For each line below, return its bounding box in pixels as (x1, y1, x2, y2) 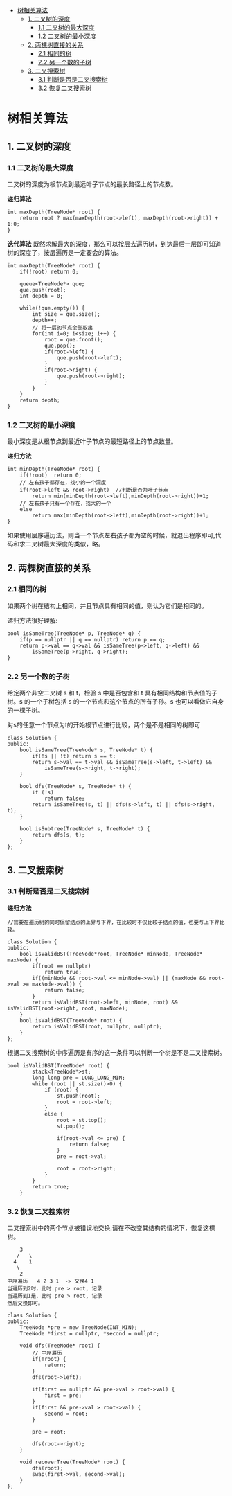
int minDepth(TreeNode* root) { (7, 466, 100, 473)
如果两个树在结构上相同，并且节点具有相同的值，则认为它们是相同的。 (7, 601, 208, 609)
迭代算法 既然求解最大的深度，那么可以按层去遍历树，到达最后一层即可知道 (7, 240, 222, 248)
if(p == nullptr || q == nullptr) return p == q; (19, 636, 166, 643)
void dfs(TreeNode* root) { (19, 1342, 100, 1349)
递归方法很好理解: (7, 616, 58, 625)
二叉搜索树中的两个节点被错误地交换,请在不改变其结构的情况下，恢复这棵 (7, 1224, 216, 1232)
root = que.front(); (44, 336, 104, 343)
